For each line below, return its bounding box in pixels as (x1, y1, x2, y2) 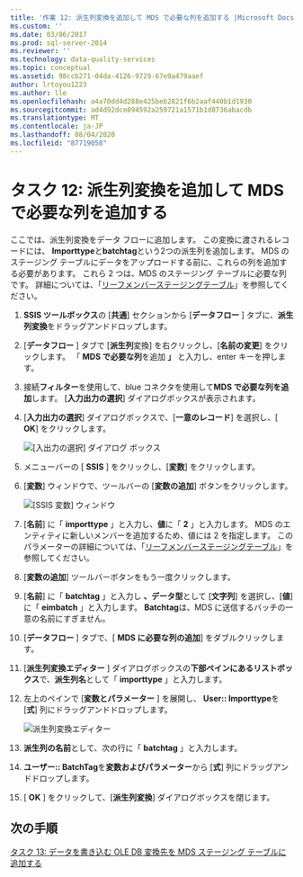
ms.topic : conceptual (10, 64, 92, 73)
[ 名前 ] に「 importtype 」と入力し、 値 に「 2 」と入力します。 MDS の (22, 518, 283, 529)
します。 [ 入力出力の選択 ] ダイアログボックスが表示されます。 (31, 392, 261, 403)
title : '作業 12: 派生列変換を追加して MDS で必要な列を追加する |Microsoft (10, 13, 274, 22)
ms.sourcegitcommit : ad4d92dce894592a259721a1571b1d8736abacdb (10, 105, 253, 114)
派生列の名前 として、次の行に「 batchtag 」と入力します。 (22, 742, 243, 753)
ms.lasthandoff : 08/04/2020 (10, 130, 116, 139)
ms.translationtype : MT (10, 113, 100, 122)
